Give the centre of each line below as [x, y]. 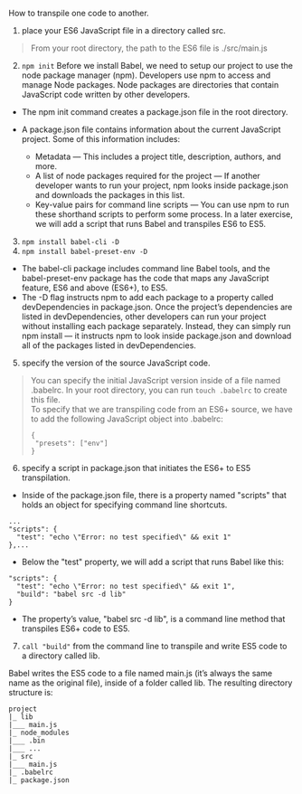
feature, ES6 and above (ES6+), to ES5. [94, 288]
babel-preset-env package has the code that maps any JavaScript [145, 278]
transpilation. [46, 477]
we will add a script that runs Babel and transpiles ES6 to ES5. [150, 224]
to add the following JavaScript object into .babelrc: [127, 419]
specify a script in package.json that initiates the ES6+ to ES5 [136, 468]
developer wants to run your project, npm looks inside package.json [161, 185]
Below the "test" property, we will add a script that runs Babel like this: [153, 562]
